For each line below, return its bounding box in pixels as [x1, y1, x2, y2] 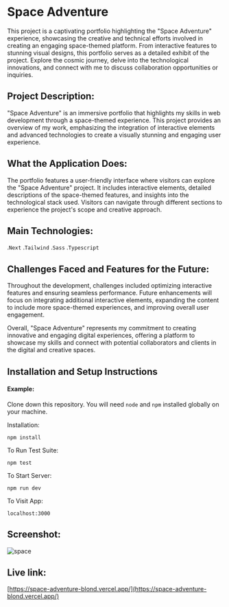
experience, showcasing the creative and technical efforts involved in [7, 34, 204, 42]
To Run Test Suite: [7, 446, 59, 454]
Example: [7, 385, 35, 393]
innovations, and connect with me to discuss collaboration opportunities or [7, 63, 218, 71]
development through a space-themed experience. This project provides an [7, 116, 221, 124]
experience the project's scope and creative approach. [7, 205, 162, 214]
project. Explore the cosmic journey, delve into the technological [7, 56, 189, 64]
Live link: [7, 566, 47, 578]
